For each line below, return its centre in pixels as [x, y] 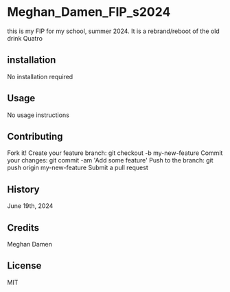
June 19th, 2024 [30, 206]
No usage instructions [38, 115]
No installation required [40, 76]
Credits [23, 228]
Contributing [35, 136]
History [23, 189]
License [24, 266]
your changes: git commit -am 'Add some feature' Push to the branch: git [111, 160]
